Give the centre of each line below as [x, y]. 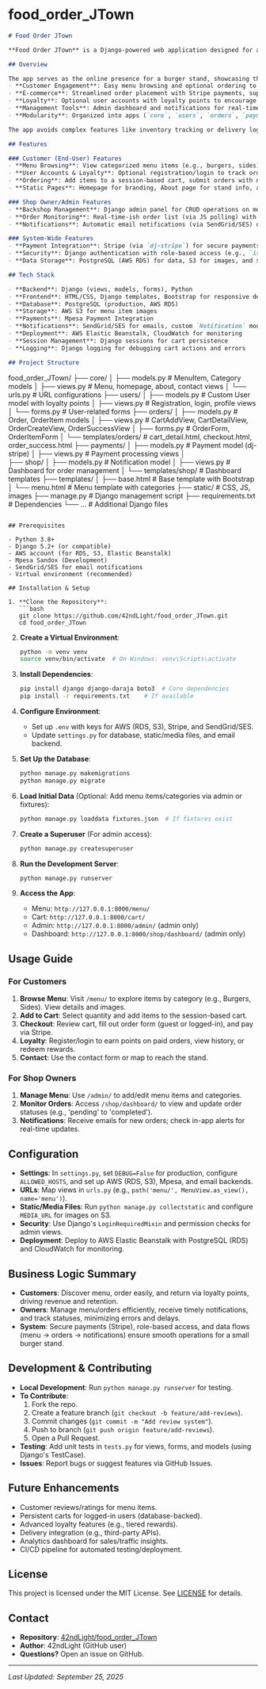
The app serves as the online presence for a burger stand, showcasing [129, 78]
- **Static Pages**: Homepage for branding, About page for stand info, [131, 188]
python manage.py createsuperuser [76, 848]
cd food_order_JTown [53, 623]
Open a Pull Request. [66, 1438]
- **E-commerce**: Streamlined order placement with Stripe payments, [127, 94]
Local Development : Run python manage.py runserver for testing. [126, 1387]
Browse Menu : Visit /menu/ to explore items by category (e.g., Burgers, [135, 999]
